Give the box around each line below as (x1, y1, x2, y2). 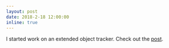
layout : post (6, 8, 38, 15)
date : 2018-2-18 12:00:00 (6, 14, 69, 20)
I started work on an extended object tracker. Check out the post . (6, 36, 164, 43)
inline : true (6, 19, 38, 25)
